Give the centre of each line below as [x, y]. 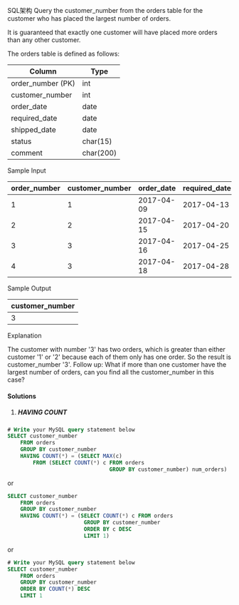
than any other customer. [44, 40]
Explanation [25, 335]
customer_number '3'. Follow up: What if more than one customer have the [117, 365]
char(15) [97, 141]
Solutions [22, 396]
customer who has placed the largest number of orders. [89, 19]
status [21, 141]
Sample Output [30, 288]
